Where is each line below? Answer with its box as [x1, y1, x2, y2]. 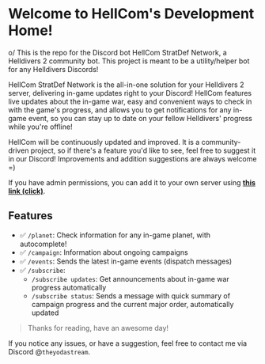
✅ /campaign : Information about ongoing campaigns [19, 247, 188, 257]
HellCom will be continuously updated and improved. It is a [8, 137, 200, 146]
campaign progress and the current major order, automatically [31, 299, 234, 309]
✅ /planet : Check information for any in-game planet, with [19, 230, 211, 240]
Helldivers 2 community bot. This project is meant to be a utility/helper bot [8, 56, 250, 66]
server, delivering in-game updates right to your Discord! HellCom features [8, 88, 252, 97]
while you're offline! [8, 122, 73, 131]
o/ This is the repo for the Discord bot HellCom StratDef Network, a [8, 47, 227, 57]
